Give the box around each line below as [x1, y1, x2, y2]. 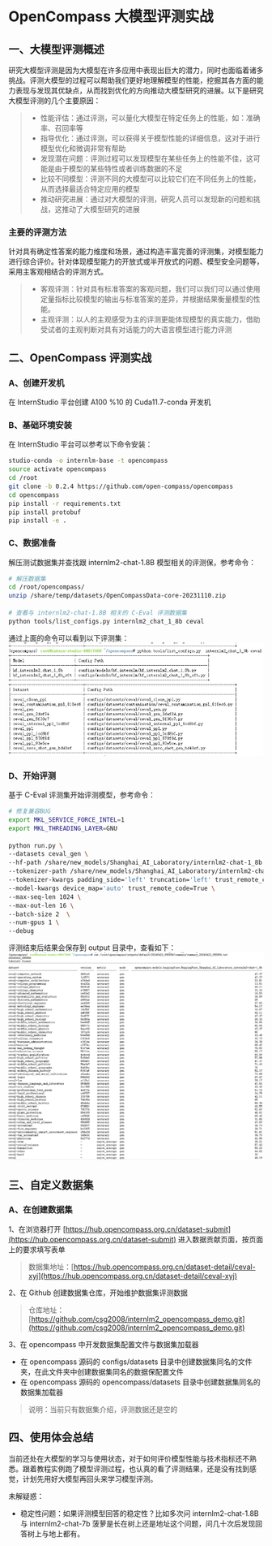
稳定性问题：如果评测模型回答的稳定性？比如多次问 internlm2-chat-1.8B [19, 1508, 259, 1518]
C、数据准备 [8, 538, 57, 549]
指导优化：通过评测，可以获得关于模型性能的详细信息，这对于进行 [40, 133, 261, 143]
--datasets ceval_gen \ [8, 850, 89, 858]
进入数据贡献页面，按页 [177, 1234, 257, 1244]
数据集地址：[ [28, 1262, 74, 1272]
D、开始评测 [8, 770, 57, 781]
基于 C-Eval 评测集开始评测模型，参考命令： [8, 790, 156, 800]
